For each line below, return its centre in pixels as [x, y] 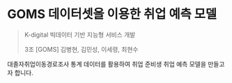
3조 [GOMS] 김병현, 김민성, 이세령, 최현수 [81, 49]
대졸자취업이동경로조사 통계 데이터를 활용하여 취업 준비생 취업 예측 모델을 [107, 64]
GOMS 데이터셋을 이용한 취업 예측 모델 [112, 14]
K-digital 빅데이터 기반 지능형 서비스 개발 [80, 35]
